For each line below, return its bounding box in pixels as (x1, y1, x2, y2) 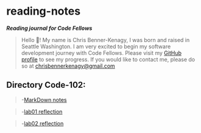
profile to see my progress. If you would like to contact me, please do (21, 56, 196, 63)
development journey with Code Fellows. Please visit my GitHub (21, 49, 182, 56)
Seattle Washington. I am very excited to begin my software (21, 43, 171, 50)
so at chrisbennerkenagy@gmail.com (21, 62, 116, 70)
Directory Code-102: (6, 80, 86, 90)
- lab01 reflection (21, 108, 63, 115)
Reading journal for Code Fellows (6, 24, 93, 32)
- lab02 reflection (21, 120, 64, 127)
